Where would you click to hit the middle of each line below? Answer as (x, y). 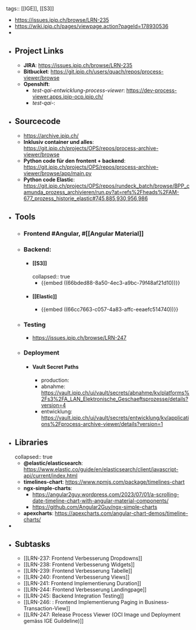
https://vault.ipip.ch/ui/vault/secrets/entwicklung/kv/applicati (115, 418)
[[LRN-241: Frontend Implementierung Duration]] (82, 583)
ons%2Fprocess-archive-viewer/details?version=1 (102, 424)
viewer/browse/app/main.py (57, 173)
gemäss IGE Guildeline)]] (54, 621)
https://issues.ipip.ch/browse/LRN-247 (79, 337)
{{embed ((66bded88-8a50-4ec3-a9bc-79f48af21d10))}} (111, 283)
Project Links (39, 51)
